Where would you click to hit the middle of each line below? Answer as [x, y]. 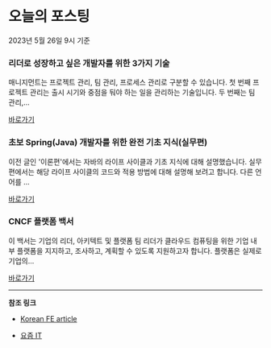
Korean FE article [48, 318]
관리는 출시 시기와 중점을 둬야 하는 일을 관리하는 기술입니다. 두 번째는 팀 [142, 93]
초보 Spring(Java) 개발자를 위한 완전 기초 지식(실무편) [108, 143]
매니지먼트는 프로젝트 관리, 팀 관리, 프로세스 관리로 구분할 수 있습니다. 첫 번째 [130, 82]
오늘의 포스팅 [49, 17]
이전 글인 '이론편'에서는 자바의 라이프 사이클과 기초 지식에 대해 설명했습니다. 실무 [135, 161]
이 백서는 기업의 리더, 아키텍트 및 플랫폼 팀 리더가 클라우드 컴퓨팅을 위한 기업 [129, 240]
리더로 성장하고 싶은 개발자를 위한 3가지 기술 [89, 63]
